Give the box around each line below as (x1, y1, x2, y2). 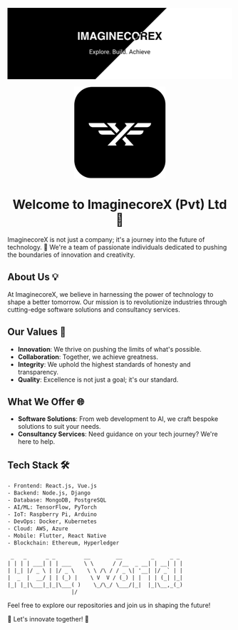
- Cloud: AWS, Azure (7, 525, 69, 532)
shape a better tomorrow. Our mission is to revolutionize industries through (7, 298, 227, 306)
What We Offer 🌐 (7, 395, 85, 407)
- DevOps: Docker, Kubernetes (7, 518, 98, 525)
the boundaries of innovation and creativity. (7, 250, 135, 259)
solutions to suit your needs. (17, 422, 101, 431)
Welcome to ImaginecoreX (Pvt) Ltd (12, 197, 227, 213)
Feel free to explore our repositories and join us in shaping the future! (7, 601, 211, 610)
